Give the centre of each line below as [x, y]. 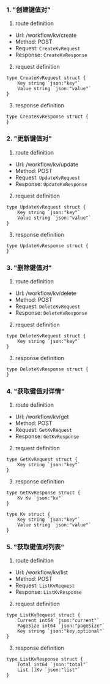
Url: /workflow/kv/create [46, 36]
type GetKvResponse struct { [43, 493]
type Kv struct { [28, 514]
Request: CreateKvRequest [48, 48]
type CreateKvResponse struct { [47, 117]
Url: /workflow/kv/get [42, 417]
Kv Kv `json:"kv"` [41, 498]
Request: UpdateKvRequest [48, 177]
